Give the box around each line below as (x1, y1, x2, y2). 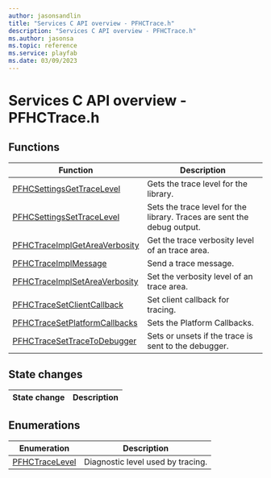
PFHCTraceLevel (12, 456, 77, 468)
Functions (8, 140, 60, 154)
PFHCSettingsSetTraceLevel (12, 211, 120, 222)
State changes (8, 368, 83, 381)
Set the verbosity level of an (147, 271, 253, 282)
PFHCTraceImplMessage (12, 257, 107, 268)
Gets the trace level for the (147, 178, 248, 189)
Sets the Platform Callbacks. (147, 317, 254, 328)
